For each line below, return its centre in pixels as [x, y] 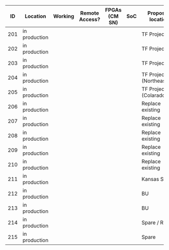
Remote [90, 13]
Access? [90, 19]
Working [64, 16]
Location [35, 16]
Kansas [150, 179]
